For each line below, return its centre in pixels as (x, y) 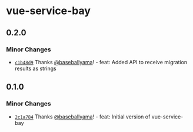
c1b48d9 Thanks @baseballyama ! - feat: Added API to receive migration (101, 62)
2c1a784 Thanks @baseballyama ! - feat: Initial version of (82, 117)
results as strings (36, 68)
